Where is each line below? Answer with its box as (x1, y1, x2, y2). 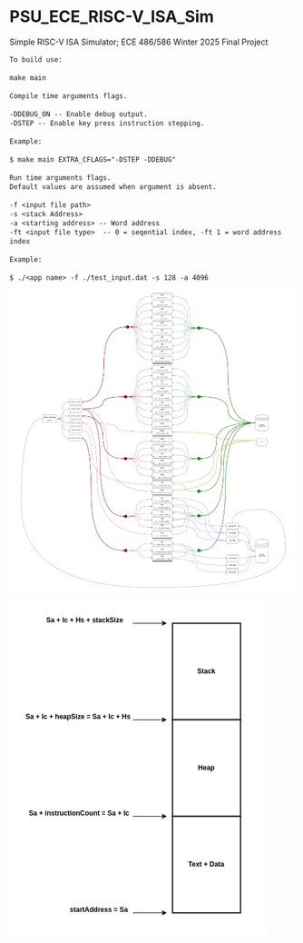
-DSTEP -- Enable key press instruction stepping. (9, 118, 205, 128)
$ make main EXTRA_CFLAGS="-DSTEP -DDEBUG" (9, 154, 177, 164)
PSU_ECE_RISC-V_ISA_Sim (9, 6, 215, 27)
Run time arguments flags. (9, 173, 112, 183)
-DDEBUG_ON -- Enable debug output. (9, 109, 148, 119)
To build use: (9, 55, 64, 65)
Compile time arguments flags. (9, 91, 128, 101)
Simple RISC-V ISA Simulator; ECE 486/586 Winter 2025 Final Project (9, 36, 269, 47)
